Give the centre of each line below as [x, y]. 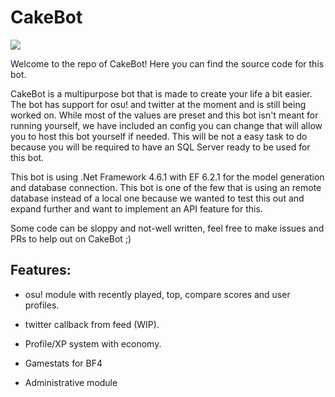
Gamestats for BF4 [63, 363]
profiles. [42, 305]
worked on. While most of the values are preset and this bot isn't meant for [164, 115]
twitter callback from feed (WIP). [92, 324]
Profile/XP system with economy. [93, 343]
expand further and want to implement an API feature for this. [136, 208]
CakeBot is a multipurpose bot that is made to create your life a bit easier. [161, 93]
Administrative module [71, 382]
